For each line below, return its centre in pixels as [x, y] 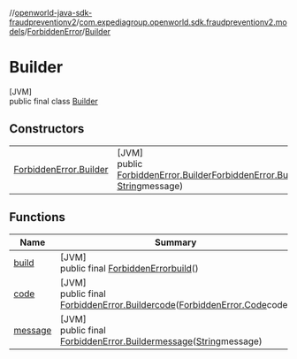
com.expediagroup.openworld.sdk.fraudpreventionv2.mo [183, 22]
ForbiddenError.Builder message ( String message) [161, 341]
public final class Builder [54, 101]
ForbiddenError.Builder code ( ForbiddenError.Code [164, 304]
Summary [175, 242]
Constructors [47, 129]
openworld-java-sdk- [53, 13]
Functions [38, 217]
